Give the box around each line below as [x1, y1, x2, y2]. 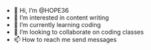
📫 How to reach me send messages [13, 36, 117, 43]
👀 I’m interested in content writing [13, 14, 109, 22]
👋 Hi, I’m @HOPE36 [13, 7, 69, 14]
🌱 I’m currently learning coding [13, 21, 102, 28]
